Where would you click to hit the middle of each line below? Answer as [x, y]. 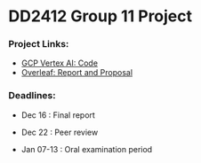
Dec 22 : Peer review [60, 132]
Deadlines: [32, 96]
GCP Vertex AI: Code [60, 63]
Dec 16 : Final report [58, 115]
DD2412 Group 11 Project [100, 16]
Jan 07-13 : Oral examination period [87, 149]
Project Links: [39, 44]
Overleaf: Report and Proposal [77, 73]
